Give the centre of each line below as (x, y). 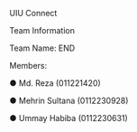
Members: (28, 66)
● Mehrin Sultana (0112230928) (69, 100)
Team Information (42, 30)
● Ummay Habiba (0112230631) (68, 118)
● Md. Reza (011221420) (55, 83)
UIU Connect (33, 13)
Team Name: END (42, 48)
